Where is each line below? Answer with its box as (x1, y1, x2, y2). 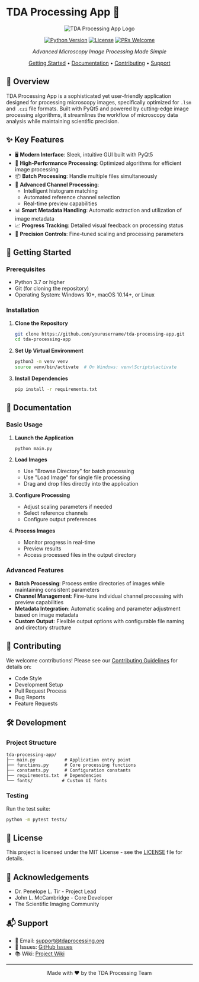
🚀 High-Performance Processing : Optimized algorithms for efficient (14, 160, 182, 167)
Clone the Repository (14, 320, 68, 327)
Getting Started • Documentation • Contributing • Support (28, 59, 171, 66)
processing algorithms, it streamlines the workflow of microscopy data (6, 111, 178, 118)
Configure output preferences (23, 516, 97, 523)
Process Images (14, 527, 56, 534)
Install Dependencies (14, 375, 68, 382)
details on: (6, 663, 32, 670)
